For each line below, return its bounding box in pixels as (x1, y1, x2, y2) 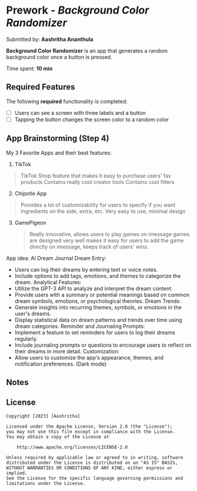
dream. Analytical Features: (14, 279, 81, 286)
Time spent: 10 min (6, 64, 53, 72)
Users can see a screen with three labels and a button (14, 109, 146, 116)
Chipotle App (14, 190, 47, 197)
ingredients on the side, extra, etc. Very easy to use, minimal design (20, 208, 186, 215)
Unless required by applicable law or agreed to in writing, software (6, 454, 183, 460)
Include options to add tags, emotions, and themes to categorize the (14, 272, 181, 279)
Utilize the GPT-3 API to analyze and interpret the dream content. (14, 285, 173, 292)
